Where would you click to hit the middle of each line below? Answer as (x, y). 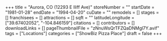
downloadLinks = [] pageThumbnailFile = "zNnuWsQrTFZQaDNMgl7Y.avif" (82, 28)
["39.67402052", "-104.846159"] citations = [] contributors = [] (70, 23)
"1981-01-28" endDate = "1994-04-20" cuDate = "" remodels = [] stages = (82, 12)
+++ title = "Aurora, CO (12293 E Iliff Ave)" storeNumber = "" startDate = (80, 7)
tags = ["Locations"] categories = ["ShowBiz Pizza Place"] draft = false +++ (83, 33)
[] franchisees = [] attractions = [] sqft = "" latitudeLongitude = (70, 18)
